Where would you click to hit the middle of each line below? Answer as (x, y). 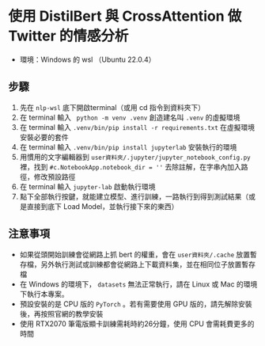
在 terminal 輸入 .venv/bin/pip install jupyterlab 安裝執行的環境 (128, 146)
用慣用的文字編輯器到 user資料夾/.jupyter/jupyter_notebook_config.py (135, 157)
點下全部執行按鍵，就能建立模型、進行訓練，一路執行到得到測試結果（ (134, 196)
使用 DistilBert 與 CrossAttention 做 (125, 16)
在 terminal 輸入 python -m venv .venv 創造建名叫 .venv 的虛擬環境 (130, 117)
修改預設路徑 (55, 177)
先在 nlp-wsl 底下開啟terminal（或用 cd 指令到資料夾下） (112, 107)
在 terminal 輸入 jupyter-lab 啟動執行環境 (87, 186)
